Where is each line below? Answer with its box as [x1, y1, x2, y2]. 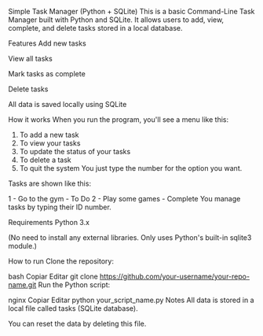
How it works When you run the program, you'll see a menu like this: [8, 115, 229, 124]
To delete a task [19, 155, 72, 164]
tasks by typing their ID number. [8, 202, 111, 212]
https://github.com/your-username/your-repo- [99, 271, 250, 281]
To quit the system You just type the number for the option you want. [19, 164, 243, 172]
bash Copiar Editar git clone [8, 271, 98, 281]
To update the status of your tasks [19, 147, 131, 156]
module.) [8, 242, 38, 250]
